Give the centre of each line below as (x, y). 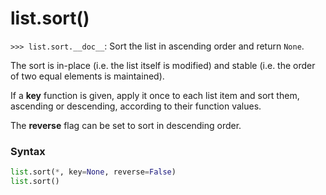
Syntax (28, 151)
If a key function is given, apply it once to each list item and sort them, (155, 95)
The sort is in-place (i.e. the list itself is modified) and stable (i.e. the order (163, 65)
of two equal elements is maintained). (87, 76)
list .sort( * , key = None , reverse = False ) (93, 172)
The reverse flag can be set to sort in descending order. (126, 125)
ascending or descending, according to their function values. (136, 106)
